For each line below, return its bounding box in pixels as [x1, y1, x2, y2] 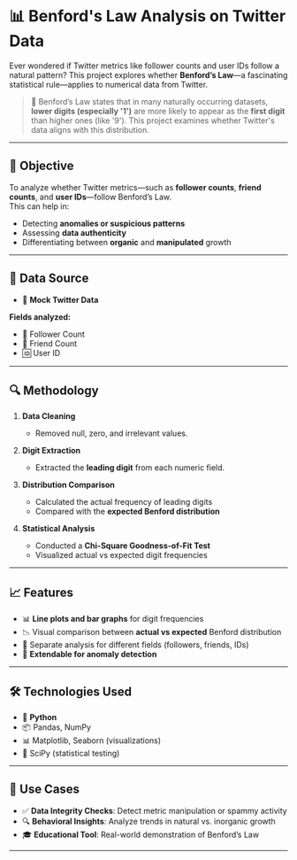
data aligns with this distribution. [30, 124, 149, 135]
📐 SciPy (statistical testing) [21, 748, 120, 758]
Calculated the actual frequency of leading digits [34, 497, 213, 507]
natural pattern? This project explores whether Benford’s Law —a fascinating [9, 69, 288, 80]
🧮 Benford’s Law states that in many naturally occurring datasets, [30, 96, 268, 106]
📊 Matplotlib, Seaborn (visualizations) [21, 735, 162, 746]
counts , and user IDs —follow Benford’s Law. [9, 191, 172, 202]
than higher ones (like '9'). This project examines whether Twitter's [30, 115, 276, 126]
